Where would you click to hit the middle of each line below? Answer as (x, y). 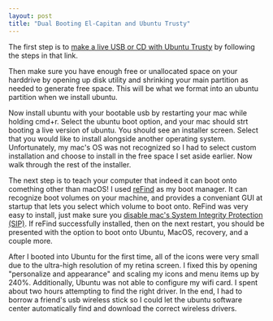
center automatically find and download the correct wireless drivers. (123, 308)
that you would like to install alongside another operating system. (117, 138)
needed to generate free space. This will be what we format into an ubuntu (133, 88)
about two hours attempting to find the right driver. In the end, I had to (125, 291)
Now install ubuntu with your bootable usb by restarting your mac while (128, 113)
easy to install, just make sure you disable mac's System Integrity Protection (136, 215)
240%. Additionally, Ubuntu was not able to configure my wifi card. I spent (133, 282)
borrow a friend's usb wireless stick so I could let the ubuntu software (125, 299)
